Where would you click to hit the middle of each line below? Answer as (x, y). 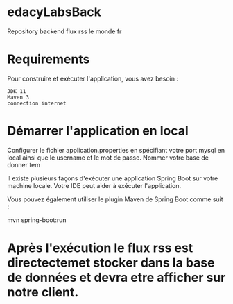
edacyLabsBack (54, 12)
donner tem (24, 164)
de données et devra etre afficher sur (116, 278)
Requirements (49, 59)
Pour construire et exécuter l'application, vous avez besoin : (93, 78)
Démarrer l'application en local (98, 131)
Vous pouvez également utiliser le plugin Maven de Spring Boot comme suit (115, 199)
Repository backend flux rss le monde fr (64, 31)
